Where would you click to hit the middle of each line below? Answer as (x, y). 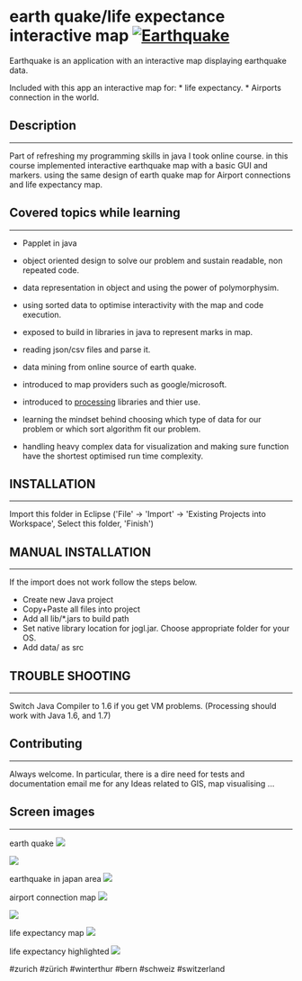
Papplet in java (50, 243)
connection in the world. (54, 97)
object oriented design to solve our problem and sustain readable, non (152, 260)
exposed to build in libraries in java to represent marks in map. (138, 332)
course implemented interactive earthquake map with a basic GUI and (138, 165)
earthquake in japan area (55, 878)
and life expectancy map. (56, 184)
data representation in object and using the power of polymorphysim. (151, 287)
